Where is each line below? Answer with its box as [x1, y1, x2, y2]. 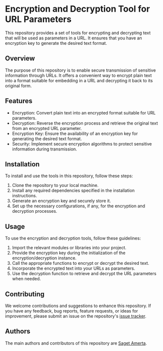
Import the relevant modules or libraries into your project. [12, 245, 127, 251]
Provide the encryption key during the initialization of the [12, 250, 126, 256]
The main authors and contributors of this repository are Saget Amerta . [5, 340, 147, 346]
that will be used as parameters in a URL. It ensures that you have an [5, 35, 142, 41]
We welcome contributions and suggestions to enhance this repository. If [5, 303, 151, 309]
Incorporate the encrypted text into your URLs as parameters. [12, 265, 135, 271]
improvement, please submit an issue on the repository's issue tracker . [5, 313, 147, 319]
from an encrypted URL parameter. [12, 125, 82, 131]
